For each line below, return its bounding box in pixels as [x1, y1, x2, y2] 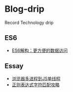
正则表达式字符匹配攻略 [11, 82, 60, 88]
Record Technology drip [4, 20, 54, 25]
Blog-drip [4, 3, 45, 15]
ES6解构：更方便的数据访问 [11, 47, 68, 53]
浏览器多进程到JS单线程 [11, 75, 61, 81]
